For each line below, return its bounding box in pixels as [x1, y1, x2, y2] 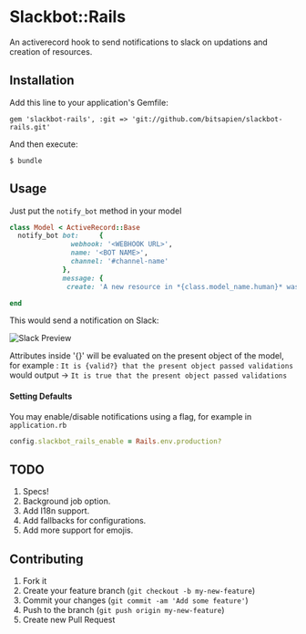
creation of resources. [9, 46, 93, 57]
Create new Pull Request [22, 614, 116, 626]
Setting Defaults [9, 390, 73, 402]
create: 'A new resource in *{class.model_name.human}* [66, 282, 283, 291]
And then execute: [9, 139, 78, 150]
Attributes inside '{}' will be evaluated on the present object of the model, [9, 350, 284, 361]
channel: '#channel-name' [70, 257, 169, 266]
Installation [9, 73, 75, 88]
